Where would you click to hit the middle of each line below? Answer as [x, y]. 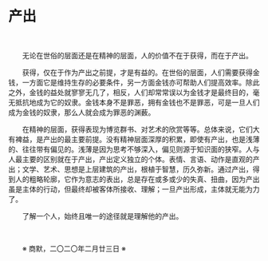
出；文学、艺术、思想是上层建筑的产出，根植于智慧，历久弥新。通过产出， [130, 169]
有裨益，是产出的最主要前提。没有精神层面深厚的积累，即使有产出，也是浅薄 [134, 139]
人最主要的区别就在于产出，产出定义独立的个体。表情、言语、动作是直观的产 [134, 159]
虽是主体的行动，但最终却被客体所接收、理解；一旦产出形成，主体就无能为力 [134, 189]
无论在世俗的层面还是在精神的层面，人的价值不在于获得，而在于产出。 [138, 55]
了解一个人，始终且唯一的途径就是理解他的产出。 [103, 216]
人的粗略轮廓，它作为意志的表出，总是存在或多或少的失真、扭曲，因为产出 [137, 179]
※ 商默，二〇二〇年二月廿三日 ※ [74, 248]
